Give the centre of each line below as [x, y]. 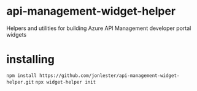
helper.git [20, 82]
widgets [17, 34]
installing [31, 60]
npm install [21, 75]
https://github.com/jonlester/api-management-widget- [109, 75]
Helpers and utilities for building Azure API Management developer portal [99, 28]
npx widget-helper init [66, 82]
